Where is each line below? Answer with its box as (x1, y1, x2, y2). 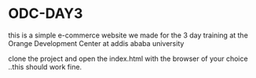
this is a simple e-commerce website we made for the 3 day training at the (8, 30, 249, 40)
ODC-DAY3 (8, 5, 83, 23)
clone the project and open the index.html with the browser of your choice (8, 54, 249, 63)
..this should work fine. (8, 62, 82, 71)
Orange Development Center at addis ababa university (8, 38, 185, 48)
